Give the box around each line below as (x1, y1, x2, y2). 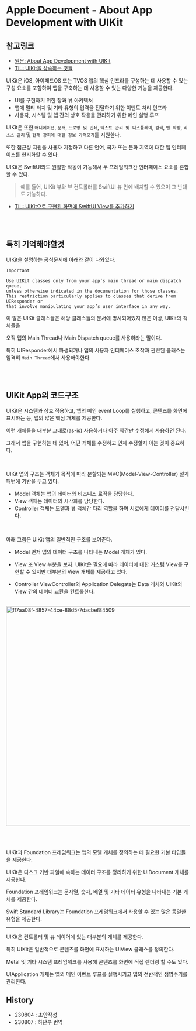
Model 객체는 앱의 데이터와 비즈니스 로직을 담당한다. (14, 490, 134, 497)
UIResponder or (6, 298, 43, 304)
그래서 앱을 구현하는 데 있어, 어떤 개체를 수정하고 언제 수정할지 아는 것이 (6, 439, 169, 446)
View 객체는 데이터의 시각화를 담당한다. (14, 497, 105, 504)
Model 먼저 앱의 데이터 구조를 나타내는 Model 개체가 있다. (14, 548, 148, 555)
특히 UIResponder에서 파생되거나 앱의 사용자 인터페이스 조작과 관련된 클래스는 (6, 347, 185, 354)
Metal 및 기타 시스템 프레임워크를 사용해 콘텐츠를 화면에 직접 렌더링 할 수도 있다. (6, 958, 189, 965)
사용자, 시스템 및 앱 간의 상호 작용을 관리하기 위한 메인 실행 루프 (14, 112, 159, 118)
